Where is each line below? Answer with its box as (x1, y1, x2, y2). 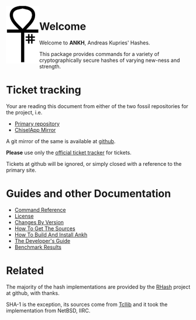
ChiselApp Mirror (14, 126, 56, 133)
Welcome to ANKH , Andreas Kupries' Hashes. (39, 39, 150, 46)
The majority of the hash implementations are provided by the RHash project (6, 283, 191, 290)
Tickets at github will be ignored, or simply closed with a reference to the (6, 160, 182, 167)
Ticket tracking (6, 84, 81, 97)
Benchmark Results (14, 244, 61, 251)
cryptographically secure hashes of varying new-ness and (39, 57, 180, 64)
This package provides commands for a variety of (39, 50, 160, 57)
